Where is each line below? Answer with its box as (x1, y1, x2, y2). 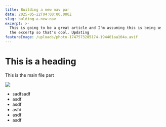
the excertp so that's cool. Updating (9, 30, 90, 35)
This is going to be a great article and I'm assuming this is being (9, 26, 156, 31)
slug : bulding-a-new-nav (5, 16, 56, 21)
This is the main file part (5, 72, 54, 78)
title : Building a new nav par (5, 7, 70, 12)
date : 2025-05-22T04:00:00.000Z (5, 12, 72, 17)
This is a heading (5, 56, 77, 67)
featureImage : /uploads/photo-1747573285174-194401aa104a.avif (5, 35, 138, 40)
